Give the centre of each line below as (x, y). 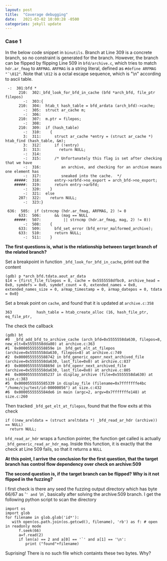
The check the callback (29, 326)
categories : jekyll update (33, 24)
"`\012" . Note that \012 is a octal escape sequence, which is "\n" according (83, 74)
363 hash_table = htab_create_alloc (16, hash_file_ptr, (77, 312)
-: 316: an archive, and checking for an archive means (93, 167)
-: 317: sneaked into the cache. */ (72, 176)
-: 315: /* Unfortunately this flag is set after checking (93, 158)
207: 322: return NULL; (48, 198)
